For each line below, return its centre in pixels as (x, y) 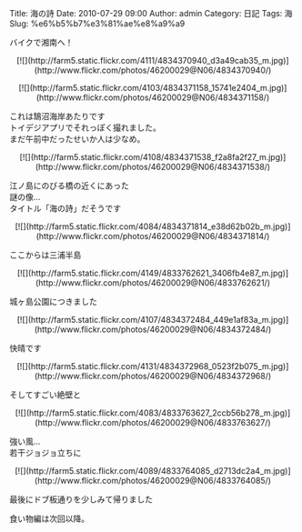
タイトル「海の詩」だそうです (65, 208)
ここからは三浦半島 (45, 255)
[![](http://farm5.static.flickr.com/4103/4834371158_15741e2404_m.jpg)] (153, 88)
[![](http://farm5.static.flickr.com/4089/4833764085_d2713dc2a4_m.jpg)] (153, 471)
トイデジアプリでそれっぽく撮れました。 (85, 127)
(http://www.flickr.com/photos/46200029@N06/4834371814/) (153, 236)
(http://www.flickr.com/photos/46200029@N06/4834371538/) (153, 167)
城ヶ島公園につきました (53, 301)
